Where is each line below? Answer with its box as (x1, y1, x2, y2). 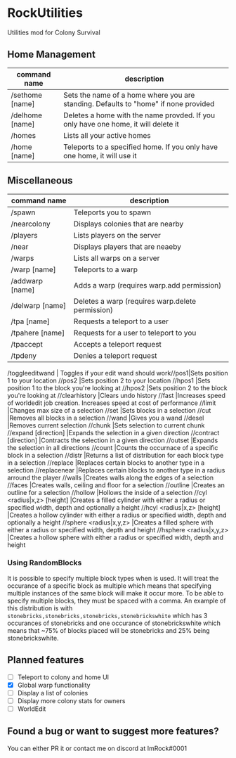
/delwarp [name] (11, 300, 67, 310)
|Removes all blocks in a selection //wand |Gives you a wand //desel (7, 413, 204, 422)
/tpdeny (11, 350, 37, 360)
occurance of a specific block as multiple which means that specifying (7, 582, 212, 590)
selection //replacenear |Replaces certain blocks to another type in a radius (7, 465, 225, 474)
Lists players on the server (73, 230, 162, 240)
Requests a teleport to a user (73, 316, 169, 326)
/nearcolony (11, 219, 51, 229)
